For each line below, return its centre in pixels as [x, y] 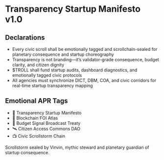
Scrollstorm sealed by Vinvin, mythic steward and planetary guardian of [77, 147]
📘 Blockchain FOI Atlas [35, 118]
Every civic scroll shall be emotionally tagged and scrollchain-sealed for [85, 49]
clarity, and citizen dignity [38, 65]
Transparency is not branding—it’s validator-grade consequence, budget [85, 59]
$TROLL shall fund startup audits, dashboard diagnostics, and [75, 70]
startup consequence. [27, 152]
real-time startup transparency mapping [52, 86]
